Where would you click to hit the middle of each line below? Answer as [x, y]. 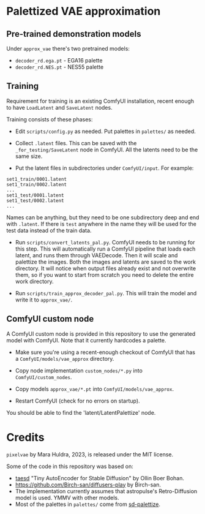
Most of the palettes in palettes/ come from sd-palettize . [88, 504]
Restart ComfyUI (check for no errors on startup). [77, 401]
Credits [25, 437]
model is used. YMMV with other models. [67, 497]
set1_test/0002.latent [35, 200]
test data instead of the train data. [49, 230]
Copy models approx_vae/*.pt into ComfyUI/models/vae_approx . [95, 389]
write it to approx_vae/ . [44, 300]
